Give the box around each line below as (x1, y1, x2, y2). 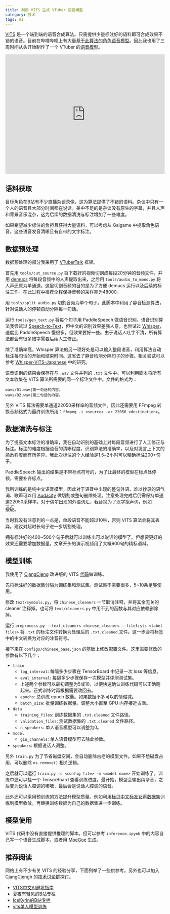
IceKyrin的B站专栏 (12, 897, 51, 903)
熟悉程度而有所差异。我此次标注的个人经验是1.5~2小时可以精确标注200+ (5, 452, 156, 458)
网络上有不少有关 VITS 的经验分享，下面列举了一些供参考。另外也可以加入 (5, 867, 160, 873)
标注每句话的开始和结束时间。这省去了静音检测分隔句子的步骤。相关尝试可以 (5, 353, 165, 359)
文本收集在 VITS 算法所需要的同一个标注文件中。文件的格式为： (5, 376, 138, 382)
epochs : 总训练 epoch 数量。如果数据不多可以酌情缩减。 (20, 693, 137, 699)
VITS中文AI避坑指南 (12, 885, 54, 891)
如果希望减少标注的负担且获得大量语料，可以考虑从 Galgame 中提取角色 (5, 222, 155, 228)
